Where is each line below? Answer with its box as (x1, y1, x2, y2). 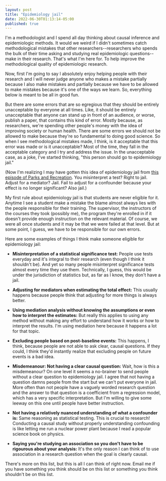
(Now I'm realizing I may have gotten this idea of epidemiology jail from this (5, 169, 159, 175)
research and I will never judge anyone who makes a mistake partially (5, 76, 147, 82)
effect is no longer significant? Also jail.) (5, 185, 87, 191)
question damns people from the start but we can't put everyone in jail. (12, 379, 158, 385)
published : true (5, 21, 39, 26)
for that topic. (12, 328, 41, 334)
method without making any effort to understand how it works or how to (12, 318, 160, 323)
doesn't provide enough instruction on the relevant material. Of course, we (5, 216, 158, 222)
